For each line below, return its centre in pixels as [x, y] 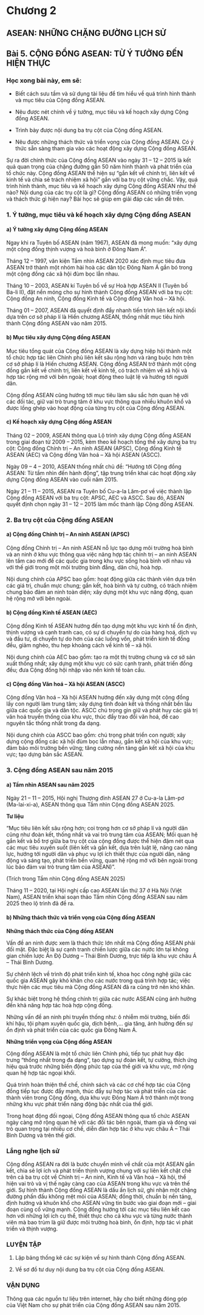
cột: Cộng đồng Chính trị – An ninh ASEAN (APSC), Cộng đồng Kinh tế [94, 448]
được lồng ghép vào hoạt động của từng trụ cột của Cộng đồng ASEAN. [96, 408]
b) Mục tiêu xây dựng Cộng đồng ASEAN [58, 337]
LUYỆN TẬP [24, 1244]
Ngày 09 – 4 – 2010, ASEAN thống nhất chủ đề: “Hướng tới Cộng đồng [94, 467]
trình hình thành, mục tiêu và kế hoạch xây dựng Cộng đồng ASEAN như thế [101, 186]
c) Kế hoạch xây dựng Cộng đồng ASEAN [59, 422]
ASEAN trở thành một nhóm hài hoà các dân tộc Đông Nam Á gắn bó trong [100, 268]
